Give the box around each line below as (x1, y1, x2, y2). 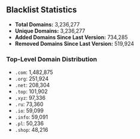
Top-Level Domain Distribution (6, 55, 98, 63)
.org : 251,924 (14, 75, 49, 82)
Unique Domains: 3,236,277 (14, 27, 86, 34)
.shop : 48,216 (14, 126, 48, 134)
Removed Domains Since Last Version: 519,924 (14, 40, 135, 47)
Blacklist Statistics (6, 5, 77, 15)
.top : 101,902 (14, 88, 48, 95)
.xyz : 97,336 (14, 94, 46, 102)
